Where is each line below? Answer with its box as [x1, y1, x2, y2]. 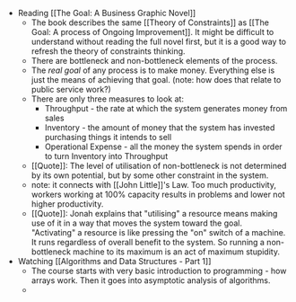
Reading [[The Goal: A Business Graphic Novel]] [17, 8, 196, 18]
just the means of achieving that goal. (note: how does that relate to [30, 75, 282, 84]
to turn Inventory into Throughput [44, 151, 169, 161]
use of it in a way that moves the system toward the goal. [30, 218, 243, 228]
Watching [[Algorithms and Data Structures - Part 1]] [17, 256, 212, 266]
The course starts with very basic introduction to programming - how [30, 265, 287, 276]
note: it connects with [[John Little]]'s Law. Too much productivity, [30, 180, 276, 190]
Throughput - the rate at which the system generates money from [44, 103, 288, 113]
